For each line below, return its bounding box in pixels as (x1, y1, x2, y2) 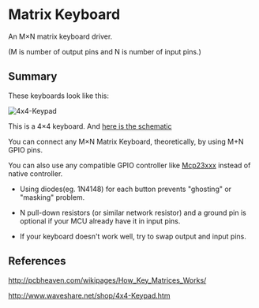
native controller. (8, 168, 63, 178)
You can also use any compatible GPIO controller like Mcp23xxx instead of (8, 160, 251, 170)
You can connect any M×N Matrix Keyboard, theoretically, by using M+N (8, 137, 244, 146)
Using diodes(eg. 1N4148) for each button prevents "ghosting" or (19, 184, 231, 193)
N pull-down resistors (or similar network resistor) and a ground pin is (19, 208, 246, 217)
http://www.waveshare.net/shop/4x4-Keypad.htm (8, 291, 171, 300)
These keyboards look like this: (8, 91, 109, 100)
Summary (8, 69, 58, 84)
